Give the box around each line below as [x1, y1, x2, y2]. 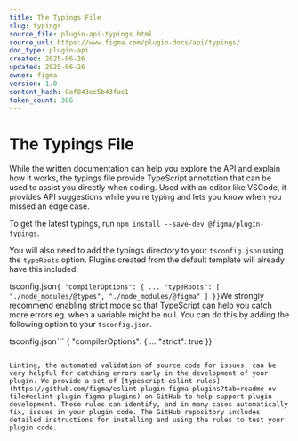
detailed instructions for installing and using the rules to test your [9, 415, 285, 425]
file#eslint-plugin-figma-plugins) [9, 392, 141, 401]
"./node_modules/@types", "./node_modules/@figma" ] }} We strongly [9, 291, 265, 301]
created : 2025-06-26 [9, 54, 86, 63]
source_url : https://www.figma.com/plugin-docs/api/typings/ [9, 37, 241, 47]
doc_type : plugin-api [9, 46, 90, 55]
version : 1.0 [9, 79, 58, 88]
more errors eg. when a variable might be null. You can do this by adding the [9, 309, 290, 320]
